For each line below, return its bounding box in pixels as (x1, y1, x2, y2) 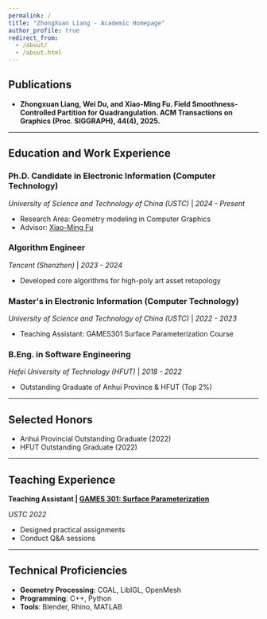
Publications (8, 78, 72, 91)
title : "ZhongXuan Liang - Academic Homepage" (8, 19, 165, 27)
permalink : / (8, 11, 52, 20)
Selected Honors (8, 413, 93, 426)
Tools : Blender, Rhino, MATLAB (19, 601, 123, 611)
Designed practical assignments (19, 525, 126, 535)
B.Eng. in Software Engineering (8, 349, 131, 360)
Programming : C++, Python (19, 594, 112, 603)
